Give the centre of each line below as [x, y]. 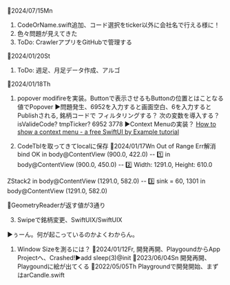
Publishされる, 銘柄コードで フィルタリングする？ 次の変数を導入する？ [118, 115]
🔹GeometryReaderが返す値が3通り [56, 205]
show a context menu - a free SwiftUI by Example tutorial [98, 132]
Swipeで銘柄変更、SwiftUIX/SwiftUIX [70, 220]
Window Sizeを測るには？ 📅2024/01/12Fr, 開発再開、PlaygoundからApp [118, 249]
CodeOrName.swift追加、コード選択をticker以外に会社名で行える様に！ [118, 25]
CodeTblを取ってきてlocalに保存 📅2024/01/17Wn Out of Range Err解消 [116, 146]
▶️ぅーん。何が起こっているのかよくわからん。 [73, 234]
